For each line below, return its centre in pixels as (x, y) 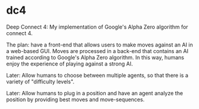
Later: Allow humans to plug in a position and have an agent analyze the (95, 93)
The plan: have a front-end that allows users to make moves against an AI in (99, 45)
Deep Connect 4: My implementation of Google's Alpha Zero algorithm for (97, 27)
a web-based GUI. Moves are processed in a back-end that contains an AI (97, 51)
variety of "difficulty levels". (40, 82)
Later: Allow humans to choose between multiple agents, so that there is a (97, 75)
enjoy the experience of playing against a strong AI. (70, 64)
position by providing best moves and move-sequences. (75, 99)
